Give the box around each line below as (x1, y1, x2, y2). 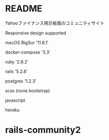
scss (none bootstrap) (5, 87, 51, 93)
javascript (5, 97, 26, 103)
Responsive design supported (5, 30, 66, 36)
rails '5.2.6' (5, 68, 28, 74)
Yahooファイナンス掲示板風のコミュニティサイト (5, 20, 105, 26)
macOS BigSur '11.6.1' (5, 39, 49, 45)
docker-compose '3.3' (5, 49, 51, 55)
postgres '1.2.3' (5, 78, 37, 84)
